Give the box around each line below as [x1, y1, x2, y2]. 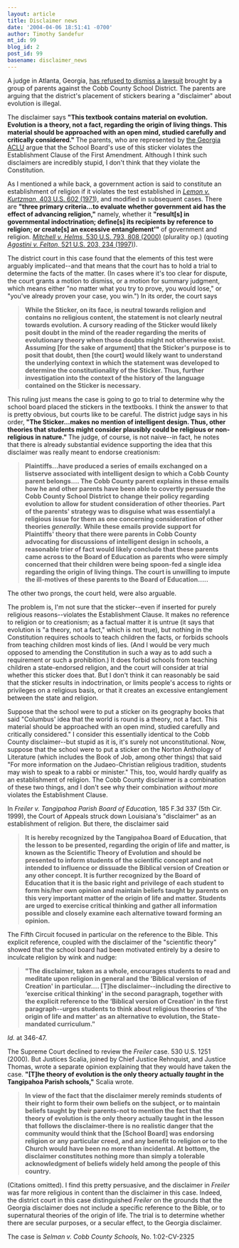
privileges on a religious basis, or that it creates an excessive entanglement [7, 686, 228, 694]
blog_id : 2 [7, 43, 40, 51]
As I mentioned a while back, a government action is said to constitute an [7, 179, 222, 188]
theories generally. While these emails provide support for [24, 522, 201, 530]
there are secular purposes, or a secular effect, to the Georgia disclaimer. [7, 1218, 223, 1227]
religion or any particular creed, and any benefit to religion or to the [24, 1136, 228, 1145]
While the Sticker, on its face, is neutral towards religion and [24, 305, 206, 314]
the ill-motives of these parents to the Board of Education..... [24, 575, 208, 584]
